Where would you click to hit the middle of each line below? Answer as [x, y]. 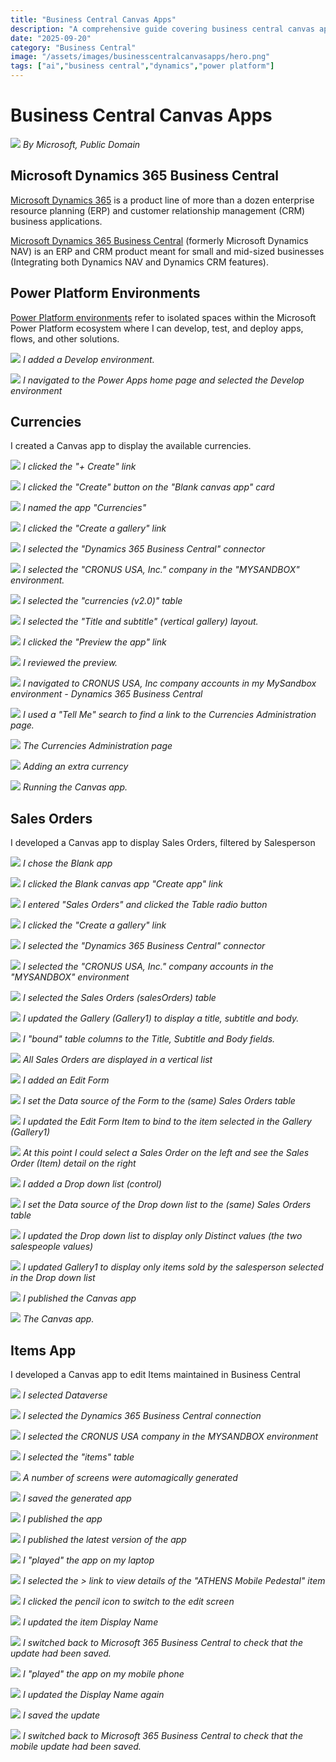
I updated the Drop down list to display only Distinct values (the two [162, 1236]
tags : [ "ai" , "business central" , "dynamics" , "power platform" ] [142, 66]
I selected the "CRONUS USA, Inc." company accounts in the [148, 967]
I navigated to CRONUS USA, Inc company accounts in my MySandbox [169, 683]
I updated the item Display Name [90, 1622]
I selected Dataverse [65, 1395]
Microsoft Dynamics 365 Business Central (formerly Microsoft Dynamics [159, 240]
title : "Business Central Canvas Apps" [93, 19]
